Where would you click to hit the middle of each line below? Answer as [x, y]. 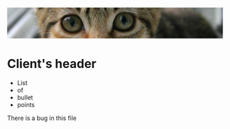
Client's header [52, 64]
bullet [25, 97]
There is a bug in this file [42, 118]
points [26, 104]
